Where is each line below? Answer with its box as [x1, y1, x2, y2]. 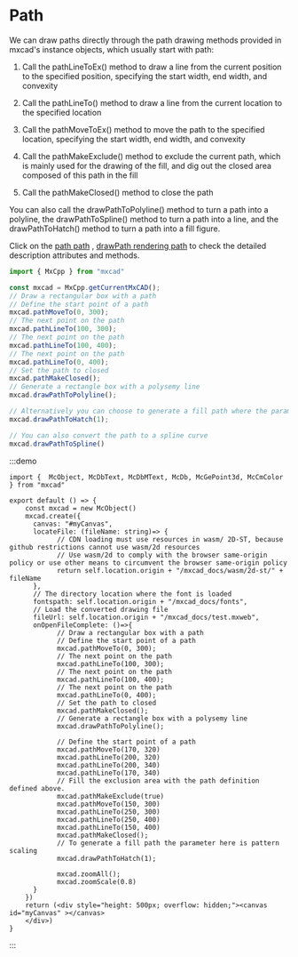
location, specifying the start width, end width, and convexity [21, 133, 246, 144]
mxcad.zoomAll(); [56, 869, 122, 879]
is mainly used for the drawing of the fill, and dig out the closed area [21, 160, 272, 171]
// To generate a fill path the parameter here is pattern [56, 838, 279, 848]
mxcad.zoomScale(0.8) [56, 877, 137, 886]
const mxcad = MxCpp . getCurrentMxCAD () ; [9, 283, 161, 292]
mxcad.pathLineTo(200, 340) [56, 760, 161, 769]
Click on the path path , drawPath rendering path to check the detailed [9, 240, 267, 251]
